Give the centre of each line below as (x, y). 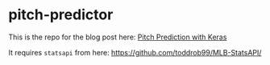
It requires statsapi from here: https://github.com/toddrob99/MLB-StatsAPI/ (135, 52)
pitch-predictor (61, 15)
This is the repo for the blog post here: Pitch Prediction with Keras (118, 37)
